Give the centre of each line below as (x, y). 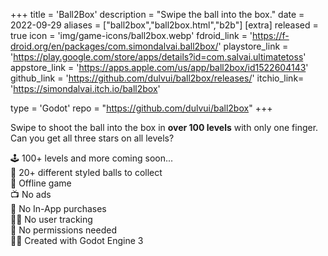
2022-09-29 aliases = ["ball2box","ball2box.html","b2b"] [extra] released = (164, 25)
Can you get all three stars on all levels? (92, 138)
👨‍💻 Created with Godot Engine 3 (77, 240)
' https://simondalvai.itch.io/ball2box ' (85, 88)
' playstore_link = (253, 46)
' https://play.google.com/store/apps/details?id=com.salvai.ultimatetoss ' (158, 57)
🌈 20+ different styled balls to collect (86, 172)
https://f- (271, 35)
